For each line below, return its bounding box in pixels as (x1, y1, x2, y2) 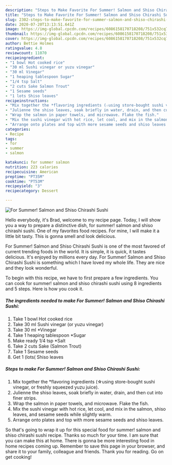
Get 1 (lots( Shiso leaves (12, 354, 64, 360)
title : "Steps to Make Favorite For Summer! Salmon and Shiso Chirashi (5, 12, 161, 17)
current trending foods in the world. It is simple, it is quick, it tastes (5, 249, 146, 254)
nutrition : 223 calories (5, 165, 58, 170)
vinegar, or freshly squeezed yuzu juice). (12, 384, 99, 390)
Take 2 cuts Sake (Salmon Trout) (12, 343, 82, 349)
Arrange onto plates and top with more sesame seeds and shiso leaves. (12, 416, 164, 423)
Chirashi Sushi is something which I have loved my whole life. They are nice (5, 259, 165, 266)
